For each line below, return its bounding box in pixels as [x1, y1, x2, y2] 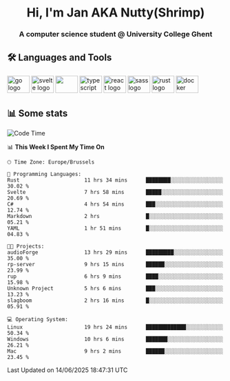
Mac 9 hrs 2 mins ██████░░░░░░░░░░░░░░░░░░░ [7, 348, 224, 355]
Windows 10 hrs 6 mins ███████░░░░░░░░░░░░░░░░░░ [7, 336, 224, 343]
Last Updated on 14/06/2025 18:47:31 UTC [7, 366, 128, 374]
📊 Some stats [7, 107, 68, 119]
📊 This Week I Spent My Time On [7, 143, 105, 151]
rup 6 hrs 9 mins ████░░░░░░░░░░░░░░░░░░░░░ [7, 273, 224, 280]
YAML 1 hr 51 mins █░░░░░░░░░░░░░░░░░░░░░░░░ [7, 225, 224, 232]
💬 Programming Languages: [7, 171, 81, 178]
